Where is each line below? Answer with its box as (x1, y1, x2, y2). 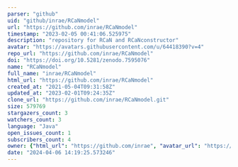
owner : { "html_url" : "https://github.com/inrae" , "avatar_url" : (7, 143, 201, 150)
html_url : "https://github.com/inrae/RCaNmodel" (7, 76, 154, 84)
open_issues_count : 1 (7, 129, 72, 136)
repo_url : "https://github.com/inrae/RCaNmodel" (7, 50, 154, 58)
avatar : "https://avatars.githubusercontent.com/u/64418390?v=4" (7, 43, 204, 50)
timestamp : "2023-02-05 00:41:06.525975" (7, 30, 132, 38)
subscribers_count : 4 (7, 136, 72, 143)
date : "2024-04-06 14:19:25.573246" (7, 149, 115, 156)
